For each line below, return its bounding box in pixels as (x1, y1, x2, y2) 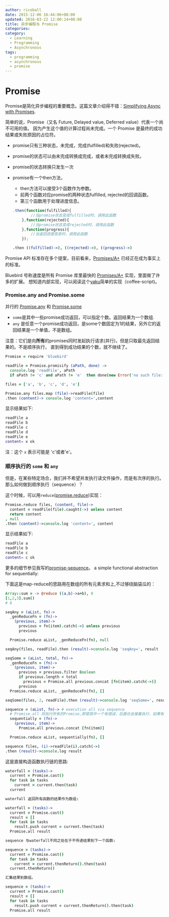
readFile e (5, 434, 28, 439)
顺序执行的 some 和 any (5, 463, 59, 470)
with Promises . (5, 109, 36, 115)
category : (5, 31, 26, 36)
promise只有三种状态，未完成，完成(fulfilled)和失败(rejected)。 (12, 143, 143, 149)
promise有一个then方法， (12, 175, 65, 181)
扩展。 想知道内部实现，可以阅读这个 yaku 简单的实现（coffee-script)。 (14, 279, 160, 285)
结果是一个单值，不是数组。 (17, 327, 74, 333)
